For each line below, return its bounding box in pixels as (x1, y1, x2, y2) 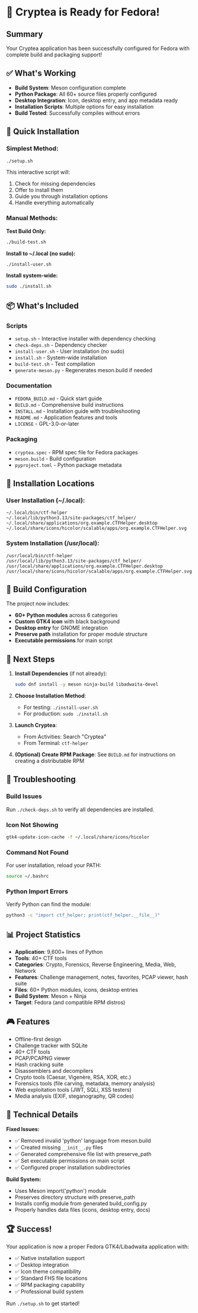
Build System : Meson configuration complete (14, 84, 126, 91)
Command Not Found (6, 848, 69, 856)
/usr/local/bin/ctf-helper (6, 552, 73, 558)
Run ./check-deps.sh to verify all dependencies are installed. (6, 806, 155, 813)
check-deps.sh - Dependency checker (14, 341, 108, 348)
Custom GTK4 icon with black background (14, 618, 120, 625)
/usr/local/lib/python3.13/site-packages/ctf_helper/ (6, 558, 142, 564)
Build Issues (6, 792, 43, 800)
